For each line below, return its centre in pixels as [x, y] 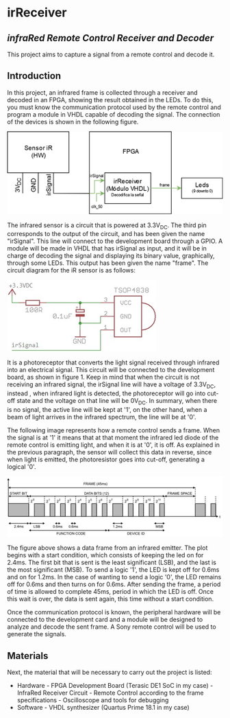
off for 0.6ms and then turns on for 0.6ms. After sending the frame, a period [114, 584]
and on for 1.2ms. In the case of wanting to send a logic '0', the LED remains [114, 577]
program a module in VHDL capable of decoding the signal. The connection [114, 114]
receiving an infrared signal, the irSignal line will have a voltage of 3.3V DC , [112, 385]
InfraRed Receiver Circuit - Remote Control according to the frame [110, 693]
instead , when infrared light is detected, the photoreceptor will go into [106, 393]
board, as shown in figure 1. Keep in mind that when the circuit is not [103, 377]
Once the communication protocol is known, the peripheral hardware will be [114, 612]
